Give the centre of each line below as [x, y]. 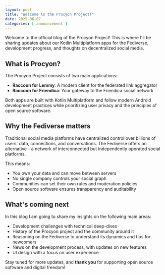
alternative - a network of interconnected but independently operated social [82, 149]
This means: [18, 164]
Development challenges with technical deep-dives [65, 226]
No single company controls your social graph [59, 178]
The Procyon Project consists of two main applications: [61, 76]
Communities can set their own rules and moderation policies [75, 183]
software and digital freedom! [35, 267]
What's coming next [37, 204]
